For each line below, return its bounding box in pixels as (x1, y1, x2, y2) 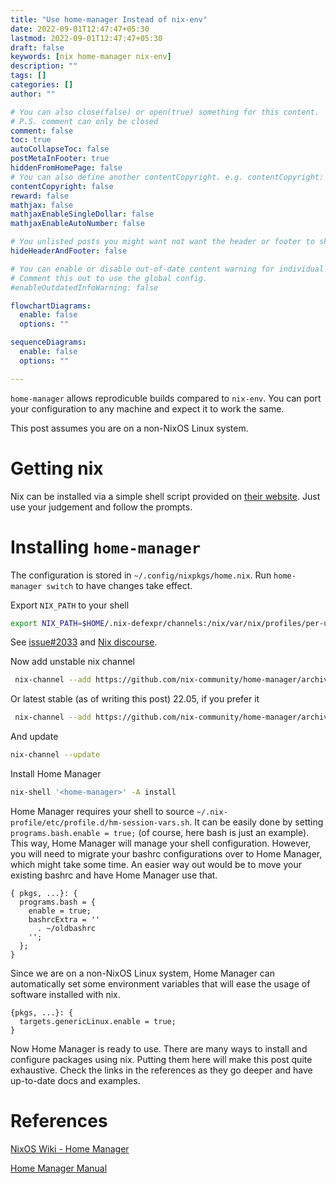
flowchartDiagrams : (10, 301, 92, 311)
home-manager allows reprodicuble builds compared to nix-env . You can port (10, 392, 322, 404)
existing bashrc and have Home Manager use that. (10, 869, 218, 881)
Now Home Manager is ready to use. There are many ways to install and (10, 1042, 308, 1055)
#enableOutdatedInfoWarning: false (10, 282, 159, 293)
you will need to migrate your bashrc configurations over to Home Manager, (10, 847, 323, 860)
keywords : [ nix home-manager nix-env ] (10, 52, 172, 62)
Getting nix (10, 457, 104, 480)
